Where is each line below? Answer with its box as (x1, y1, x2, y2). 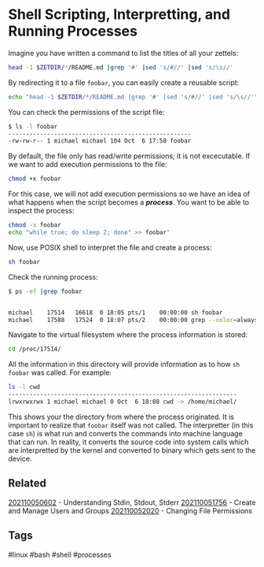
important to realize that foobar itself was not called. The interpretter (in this (8, 420, 254, 430)
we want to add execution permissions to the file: (8, 160, 167, 169)
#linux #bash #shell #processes (8, 550, 112, 559)
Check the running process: (8, 272, 98, 281)
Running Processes (8, 22, 137, 40)
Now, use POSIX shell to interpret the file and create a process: (8, 243, 212, 252)
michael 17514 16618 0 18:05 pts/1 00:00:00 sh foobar (8, 309, 223, 317)
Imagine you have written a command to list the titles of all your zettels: (8, 48, 239, 57)
